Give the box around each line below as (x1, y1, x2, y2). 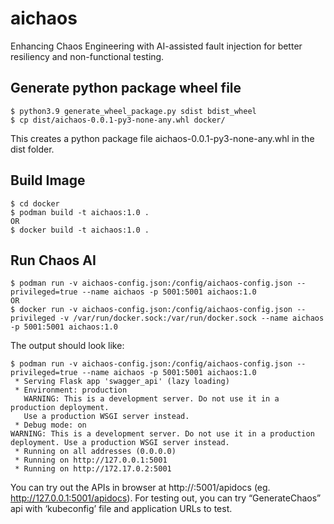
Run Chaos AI (10, 252, 97, 269)
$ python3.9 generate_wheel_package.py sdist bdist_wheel (10, 106, 257, 116)
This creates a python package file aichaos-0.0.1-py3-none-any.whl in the (10, 132, 315, 144)
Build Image (10, 172, 86, 189)
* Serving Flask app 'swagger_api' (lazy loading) (14, 377, 230, 387)
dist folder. (10, 143, 55, 155)
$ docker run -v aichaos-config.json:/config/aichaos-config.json (10, 305, 293, 315)
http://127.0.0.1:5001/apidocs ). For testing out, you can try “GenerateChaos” (10, 492, 322, 504)
